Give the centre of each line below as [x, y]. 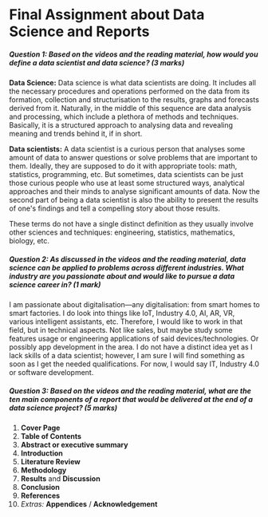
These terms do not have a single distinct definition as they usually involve [131, 224]
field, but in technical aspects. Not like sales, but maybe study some [121, 330]
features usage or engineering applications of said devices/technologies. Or [134, 339]
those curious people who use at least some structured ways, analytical [127, 183]
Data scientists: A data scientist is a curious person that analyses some [127, 149]
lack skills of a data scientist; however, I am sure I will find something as [127, 356]
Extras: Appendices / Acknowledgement [89, 504]
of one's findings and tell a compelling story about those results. [114, 208]
